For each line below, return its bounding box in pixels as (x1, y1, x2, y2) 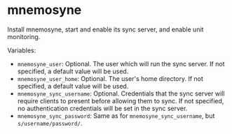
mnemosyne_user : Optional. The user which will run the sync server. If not (17, 59, 225, 68)
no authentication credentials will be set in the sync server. (17, 104, 188, 112)
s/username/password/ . (17, 119, 83, 127)
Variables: (7, 46, 36, 54)
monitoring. (7, 32, 41, 40)
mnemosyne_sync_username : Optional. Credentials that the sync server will (17, 89, 225, 98)
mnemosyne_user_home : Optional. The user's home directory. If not (17, 74, 203, 82)
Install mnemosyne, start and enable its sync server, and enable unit (7, 25, 204, 33)
